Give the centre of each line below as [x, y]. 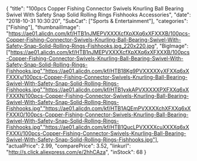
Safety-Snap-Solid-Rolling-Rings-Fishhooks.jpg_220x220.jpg [80, 46]
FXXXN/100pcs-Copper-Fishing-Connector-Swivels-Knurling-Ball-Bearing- [98, 96]
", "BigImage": [171, 46]
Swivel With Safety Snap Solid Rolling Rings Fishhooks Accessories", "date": [98, 15]
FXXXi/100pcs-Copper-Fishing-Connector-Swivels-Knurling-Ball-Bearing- [96, 133]
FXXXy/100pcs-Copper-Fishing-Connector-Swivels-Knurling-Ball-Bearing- [97, 77]
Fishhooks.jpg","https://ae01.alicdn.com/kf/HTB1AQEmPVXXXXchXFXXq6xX [98, 108]
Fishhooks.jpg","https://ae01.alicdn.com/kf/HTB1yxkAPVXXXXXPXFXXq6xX [98, 90]
